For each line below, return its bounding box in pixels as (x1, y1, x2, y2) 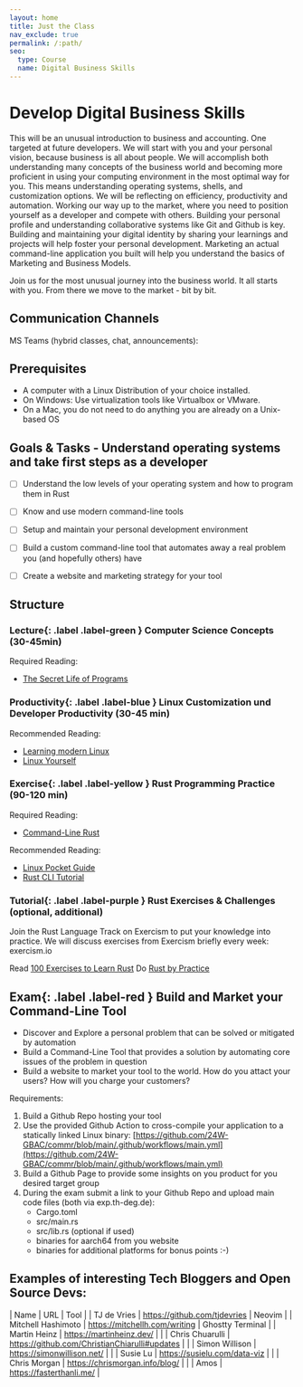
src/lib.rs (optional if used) (35, 1225, 135, 1236)
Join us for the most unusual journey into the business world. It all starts (9, 275, 279, 286)
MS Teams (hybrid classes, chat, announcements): (9, 335, 199, 346)
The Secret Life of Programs (22, 673, 128, 684)
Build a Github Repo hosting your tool (22, 1110, 162, 1121)
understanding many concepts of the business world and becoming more (9, 161, 283, 172)
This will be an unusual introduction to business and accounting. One (9, 132, 267, 143)
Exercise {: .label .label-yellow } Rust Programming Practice (9, 777, 276, 790)
